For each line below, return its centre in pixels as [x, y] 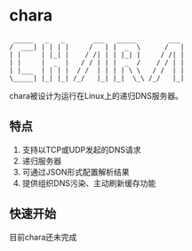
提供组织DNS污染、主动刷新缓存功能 [89, 182]
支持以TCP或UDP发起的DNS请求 [81, 150]
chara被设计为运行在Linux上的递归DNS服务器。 [96, 95]
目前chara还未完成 [43, 237]
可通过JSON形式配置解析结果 [76, 172]
